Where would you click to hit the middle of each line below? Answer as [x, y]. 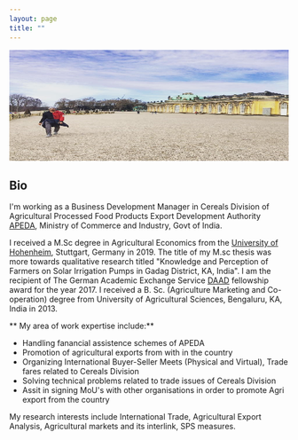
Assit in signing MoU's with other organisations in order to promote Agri [153, 390]
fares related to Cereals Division [80, 372]
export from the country [66, 400]
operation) [28, 299]
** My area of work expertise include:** [82, 326]
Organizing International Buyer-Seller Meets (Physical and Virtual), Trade [155, 362]
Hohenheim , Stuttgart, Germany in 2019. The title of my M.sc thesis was [141, 252]
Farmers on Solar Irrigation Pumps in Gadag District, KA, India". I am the [140, 271]
